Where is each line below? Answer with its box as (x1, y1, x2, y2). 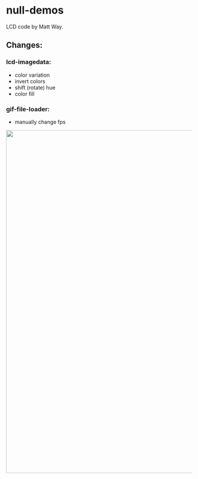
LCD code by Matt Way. (6, 23, 64, 30)
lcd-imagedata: (6, 58, 51, 66)
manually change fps (14, 118, 66, 125)
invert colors (14, 77, 45, 84)
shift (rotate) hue (14, 84, 56, 91)
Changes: (6, 40, 43, 50)
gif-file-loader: (6, 105, 50, 113)
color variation (14, 71, 50, 79)
